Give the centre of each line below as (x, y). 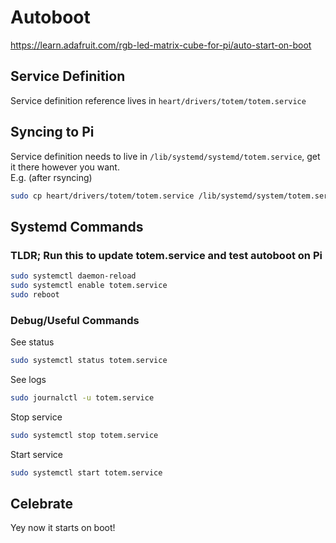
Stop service (36, 417)
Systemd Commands (77, 226)
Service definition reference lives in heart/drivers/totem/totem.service (158, 100)
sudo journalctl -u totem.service (82, 397)
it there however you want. (65, 167)
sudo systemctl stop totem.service (84, 435)
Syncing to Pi (52, 132)
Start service (36, 454)
